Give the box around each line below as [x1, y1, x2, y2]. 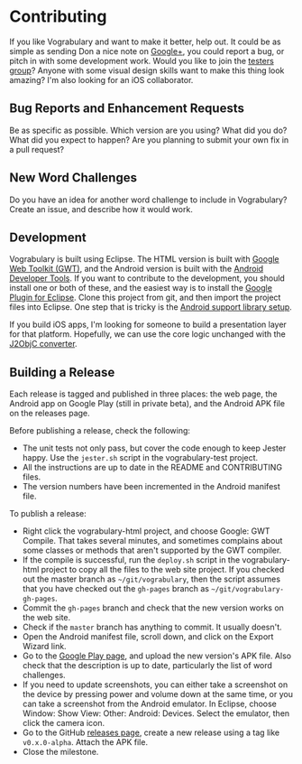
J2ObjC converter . [9, 339, 78, 349]
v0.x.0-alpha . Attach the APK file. [22, 737, 149, 748]
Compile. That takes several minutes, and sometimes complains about [22, 536, 283, 546]
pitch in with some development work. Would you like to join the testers [9, 55, 275, 66]
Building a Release [9, 364, 115, 380]
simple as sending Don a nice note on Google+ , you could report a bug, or [9, 45, 285, 56]
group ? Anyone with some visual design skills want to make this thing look [9, 65, 285, 76]
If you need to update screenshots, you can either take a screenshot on [22, 679, 288, 690]
